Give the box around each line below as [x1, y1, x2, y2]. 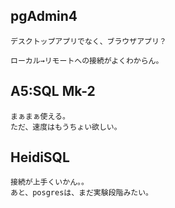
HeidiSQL [10, 149, 70, 166]
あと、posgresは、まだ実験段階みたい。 [10, 188, 153, 198]
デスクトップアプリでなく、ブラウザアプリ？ [10, 36, 167, 46]
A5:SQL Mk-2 [10, 83, 96, 100]
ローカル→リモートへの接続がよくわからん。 [10, 55, 164, 66]
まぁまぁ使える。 [10, 111, 70, 121]
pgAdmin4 [10, 8, 78, 25]
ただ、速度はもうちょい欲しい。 [10, 122, 122, 132]
